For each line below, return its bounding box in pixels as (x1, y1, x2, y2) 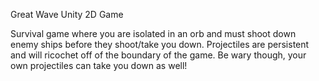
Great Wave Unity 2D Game (10, 9, 124, 20)
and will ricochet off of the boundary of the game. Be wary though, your (10, 49, 307, 61)
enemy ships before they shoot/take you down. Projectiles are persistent (10, 39, 310, 50)
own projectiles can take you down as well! (10, 60, 188, 71)
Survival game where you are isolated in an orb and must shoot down (10, 28, 297, 39)
